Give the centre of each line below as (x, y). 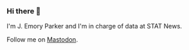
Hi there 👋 (24, 11)
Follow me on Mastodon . (42, 40)
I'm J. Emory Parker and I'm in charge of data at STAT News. (94, 26)
